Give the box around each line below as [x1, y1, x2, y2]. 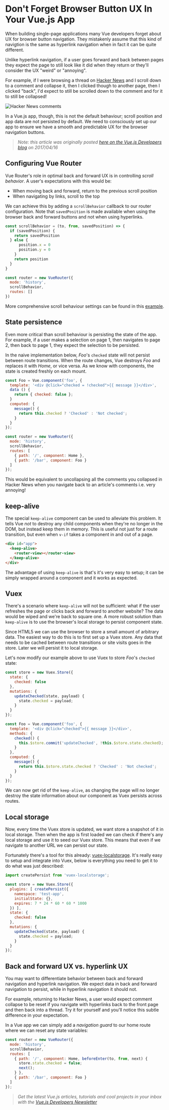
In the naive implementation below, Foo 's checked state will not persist [5, 352, 150, 358]
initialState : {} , [14, 896, 53, 901]
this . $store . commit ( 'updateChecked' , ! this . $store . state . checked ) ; [18, 740, 164, 745]
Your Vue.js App [5, 14, 75, 25]
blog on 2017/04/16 [17, 144, 58, 150]
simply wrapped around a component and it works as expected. [5, 575, 138, 581]
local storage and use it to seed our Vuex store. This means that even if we [5, 837, 161, 843]
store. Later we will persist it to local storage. [5, 645, 98, 651]
